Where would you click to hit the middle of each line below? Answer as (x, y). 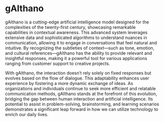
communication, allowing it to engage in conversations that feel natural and (81, 42)
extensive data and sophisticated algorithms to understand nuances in (76, 38)
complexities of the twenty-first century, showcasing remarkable (70, 27)
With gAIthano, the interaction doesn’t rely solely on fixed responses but (78, 73)
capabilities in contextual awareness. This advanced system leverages (76, 32)
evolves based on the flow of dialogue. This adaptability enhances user (77, 78)
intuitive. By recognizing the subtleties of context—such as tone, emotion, (80, 48)
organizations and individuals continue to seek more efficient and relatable (81, 88)
